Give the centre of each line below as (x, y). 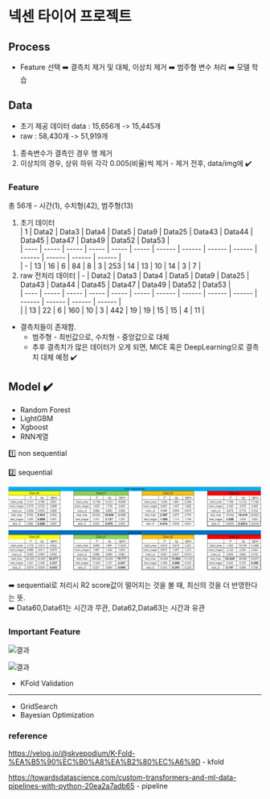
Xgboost (34, 427)
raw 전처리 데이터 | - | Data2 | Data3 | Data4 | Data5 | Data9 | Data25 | (135, 275)
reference (28, 735)
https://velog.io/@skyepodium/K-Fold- (72, 753)
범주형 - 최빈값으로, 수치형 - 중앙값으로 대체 (100, 337)
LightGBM (37, 418)
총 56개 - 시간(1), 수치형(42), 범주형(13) (71, 205)
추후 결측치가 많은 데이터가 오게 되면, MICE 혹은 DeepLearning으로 (138, 347)
